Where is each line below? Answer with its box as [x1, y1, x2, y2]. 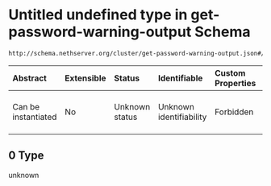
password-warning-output [8, 23, 192, 41]
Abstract [12, 72, 47, 84]
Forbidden [215, 106, 254, 118]
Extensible [64, 72, 106, 84]
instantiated [12, 111, 57, 122]
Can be [12, 101, 40, 112]
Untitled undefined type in [8, 6, 188, 24]
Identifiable [157, 72, 203, 84]
